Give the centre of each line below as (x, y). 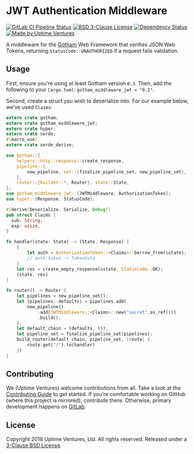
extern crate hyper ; (31, 129)
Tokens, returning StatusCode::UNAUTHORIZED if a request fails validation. (93, 50)
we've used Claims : (29, 107)
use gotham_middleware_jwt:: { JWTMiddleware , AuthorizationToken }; (89, 194)
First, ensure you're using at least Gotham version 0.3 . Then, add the (89, 83)
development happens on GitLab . (46, 407)
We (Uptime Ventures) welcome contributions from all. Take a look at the (93, 388)
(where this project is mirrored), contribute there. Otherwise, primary (89, 400)
